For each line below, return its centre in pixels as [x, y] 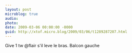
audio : [12, 18]
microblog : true [21, 14]
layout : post [18, 9]
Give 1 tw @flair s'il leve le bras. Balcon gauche [52, 46]
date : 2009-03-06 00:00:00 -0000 [39, 27]
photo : [12, 23]
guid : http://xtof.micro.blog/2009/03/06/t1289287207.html [66, 32]
